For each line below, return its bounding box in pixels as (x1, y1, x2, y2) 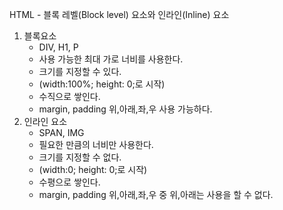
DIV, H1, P (38, 41, 79, 53)
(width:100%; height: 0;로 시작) (38, 78, 166, 90)
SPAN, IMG (38, 127, 85, 138)
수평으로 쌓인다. (38, 176, 101, 188)
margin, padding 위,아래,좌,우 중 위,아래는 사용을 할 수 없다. (38, 189, 274, 200)
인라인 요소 (23, 116, 68, 127)
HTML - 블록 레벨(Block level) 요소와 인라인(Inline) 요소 (9, 9, 230, 20)
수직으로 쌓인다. (38, 91, 101, 102)
